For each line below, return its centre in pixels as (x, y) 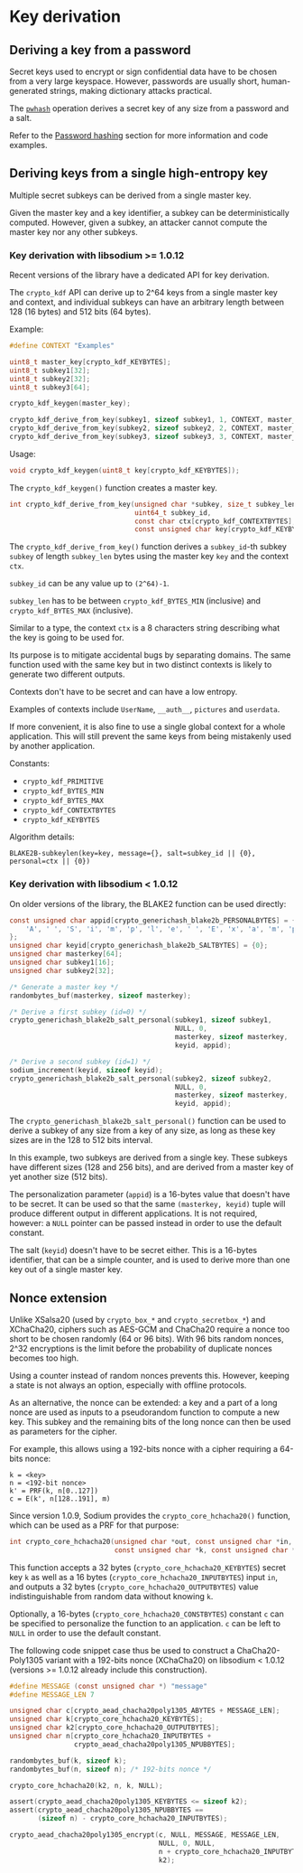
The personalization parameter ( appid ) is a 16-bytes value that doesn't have (150, 1194)
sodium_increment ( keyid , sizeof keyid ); (87, 1070)
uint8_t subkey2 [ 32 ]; (50, 379)
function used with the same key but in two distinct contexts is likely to (141, 665)
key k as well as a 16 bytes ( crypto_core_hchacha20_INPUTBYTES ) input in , (143, 1577)
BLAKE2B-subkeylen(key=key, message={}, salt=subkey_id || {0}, (133, 854)
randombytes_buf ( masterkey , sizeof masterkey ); (101, 996)
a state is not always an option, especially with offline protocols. (128, 1385)
